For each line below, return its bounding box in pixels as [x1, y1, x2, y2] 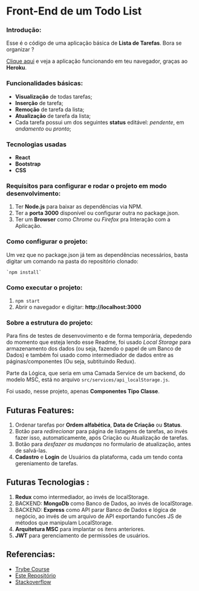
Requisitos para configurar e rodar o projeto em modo [6, 182, 167, 190]
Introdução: [6, 26, 42, 34]
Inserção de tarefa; [15, 99, 64, 106]
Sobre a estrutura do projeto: [6, 318, 93, 327]
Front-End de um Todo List [6, 4, 142, 18]
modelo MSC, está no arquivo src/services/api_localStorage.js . [6, 376, 170, 383]
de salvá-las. [15, 447, 47, 454]
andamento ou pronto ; [15, 125, 71, 132]
